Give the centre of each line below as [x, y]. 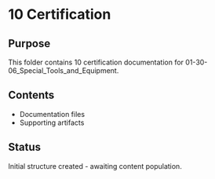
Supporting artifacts [52, 122]
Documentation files [52, 114]
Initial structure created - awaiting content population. [95, 166]
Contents [31, 95]
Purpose [29, 44]
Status [25, 147]
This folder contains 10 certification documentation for [96, 62]
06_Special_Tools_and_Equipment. [64, 71]
